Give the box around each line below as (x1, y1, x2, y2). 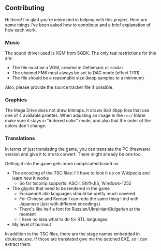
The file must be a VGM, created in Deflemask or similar (12, 65, 124, 71)
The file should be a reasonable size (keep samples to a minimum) (12, 75, 144, 81)
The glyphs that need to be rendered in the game (12, 185, 110, 191)
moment (19, 211, 36, 217)
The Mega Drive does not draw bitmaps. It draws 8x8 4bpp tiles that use (5, 108, 150, 113)
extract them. (5, 241, 32, 247)
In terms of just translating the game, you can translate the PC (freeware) (5, 146, 151, 152)
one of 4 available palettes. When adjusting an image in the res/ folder (5, 112, 146, 118)
